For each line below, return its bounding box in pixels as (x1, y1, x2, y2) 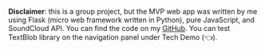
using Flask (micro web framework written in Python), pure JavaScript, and (8, 15, 255, 25)
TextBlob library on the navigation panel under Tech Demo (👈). (8, 33, 218, 42)
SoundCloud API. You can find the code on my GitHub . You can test (8, 24, 231, 33)
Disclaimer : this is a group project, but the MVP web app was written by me (8, 7, 258, 16)
